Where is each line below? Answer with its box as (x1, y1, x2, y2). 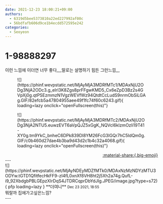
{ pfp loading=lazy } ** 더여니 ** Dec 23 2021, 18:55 (5, 184, 99, 189)
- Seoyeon (9, 30, 29, 34)
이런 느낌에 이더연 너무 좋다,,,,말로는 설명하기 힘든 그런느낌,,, (5, 67, 120, 73)
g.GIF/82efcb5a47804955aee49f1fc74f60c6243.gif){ (17, 97, 124, 103)
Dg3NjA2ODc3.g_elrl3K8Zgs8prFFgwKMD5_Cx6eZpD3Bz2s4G (17, 87, 144, 93)
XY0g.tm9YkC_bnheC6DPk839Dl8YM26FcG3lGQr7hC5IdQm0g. (17, 132, 146, 138)
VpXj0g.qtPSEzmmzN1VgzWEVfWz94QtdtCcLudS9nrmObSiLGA (17, 92, 146, 98)
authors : (5, 12, 23, 16)
